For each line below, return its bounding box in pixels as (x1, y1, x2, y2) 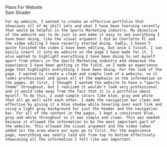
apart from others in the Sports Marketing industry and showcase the (5, 58, 155, 63)
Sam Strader (5, 9, 31, 15)
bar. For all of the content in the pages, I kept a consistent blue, (5, 111, 155, 116)
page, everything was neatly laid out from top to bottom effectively (5, 133, 155, 138)
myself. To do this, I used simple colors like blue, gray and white (5, 93, 153, 98)
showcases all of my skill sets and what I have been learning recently (5, 23, 160, 28)
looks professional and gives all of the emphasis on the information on (5, 76, 162, 81)
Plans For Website (5, 4, 42, 10)
